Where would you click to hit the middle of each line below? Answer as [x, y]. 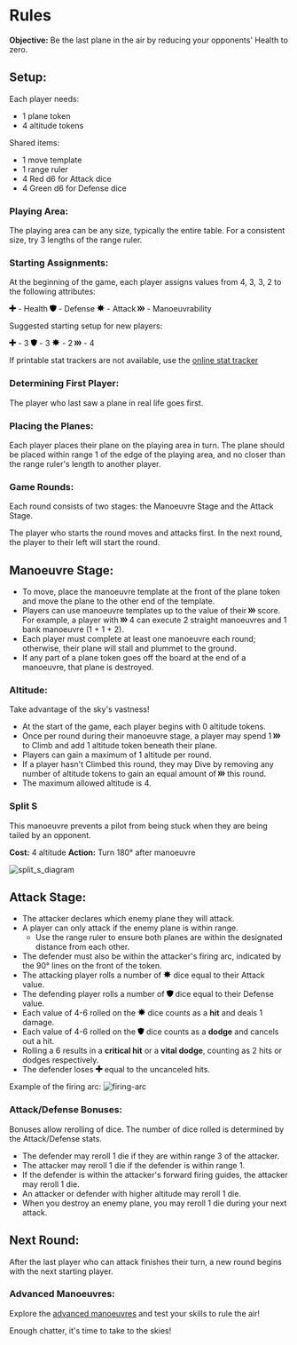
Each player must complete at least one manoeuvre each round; [139, 639]
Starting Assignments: [59, 263]
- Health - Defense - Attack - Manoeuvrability [114, 309]
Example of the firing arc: [55, 1087]
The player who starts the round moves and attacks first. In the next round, [146, 533]
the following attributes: [52, 292]
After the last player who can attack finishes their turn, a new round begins [145, 1262]
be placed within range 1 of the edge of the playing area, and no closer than [148, 455]
